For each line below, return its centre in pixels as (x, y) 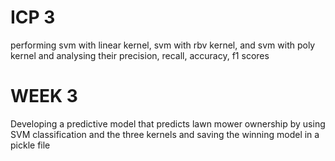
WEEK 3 (44, 96)
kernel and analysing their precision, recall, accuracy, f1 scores (140, 55)
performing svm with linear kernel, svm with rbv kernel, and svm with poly (163, 45)
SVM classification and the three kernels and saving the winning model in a (165, 134)
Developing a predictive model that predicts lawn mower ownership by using (168, 123)
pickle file (30, 145)
